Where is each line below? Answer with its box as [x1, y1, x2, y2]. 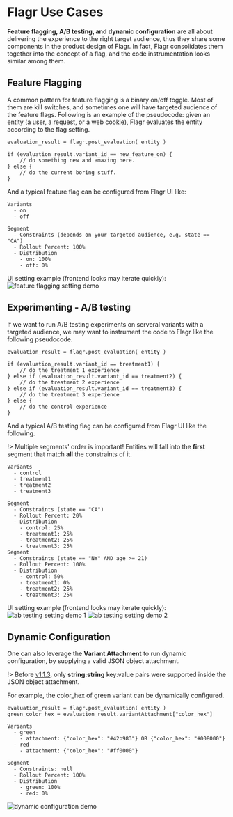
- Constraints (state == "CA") [13, 506, 104, 513]
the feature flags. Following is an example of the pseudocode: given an [7, 110, 211, 118]
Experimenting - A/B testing [7, 302, 131, 313]
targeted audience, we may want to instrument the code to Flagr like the [7, 327, 214, 336]
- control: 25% [19, 524, 64, 531]
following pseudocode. [7, 335, 73, 343]
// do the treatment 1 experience [19, 366, 120, 373]
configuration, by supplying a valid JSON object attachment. [7, 657, 180, 665]
